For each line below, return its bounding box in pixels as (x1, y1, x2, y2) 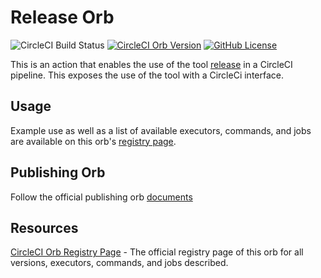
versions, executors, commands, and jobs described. (10, 257, 229, 269)
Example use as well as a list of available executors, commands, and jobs (10, 124, 312, 136)
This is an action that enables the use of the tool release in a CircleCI (10, 58, 293, 70)
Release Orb (10, 6, 115, 29)
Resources (10, 219, 79, 236)
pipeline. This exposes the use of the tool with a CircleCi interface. (10, 69, 284, 81)
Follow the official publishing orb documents (10, 191, 193, 203)
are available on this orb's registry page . (10, 135, 177, 147)
